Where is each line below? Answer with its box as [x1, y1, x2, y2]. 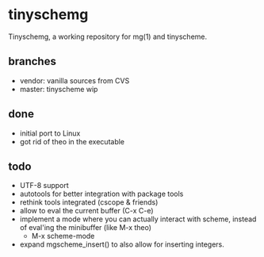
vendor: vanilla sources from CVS [19, 75, 130, 85]
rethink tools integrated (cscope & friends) [19, 198, 159, 207]
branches [8, 55, 57, 68]
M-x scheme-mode [31, 232, 95, 241]
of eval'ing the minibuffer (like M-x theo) [19, 223, 152, 232]
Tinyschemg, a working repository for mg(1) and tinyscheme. [8, 32, 208, 41]
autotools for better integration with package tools [19, 189, 184, 199]
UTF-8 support [19, 181, 69, 190]
